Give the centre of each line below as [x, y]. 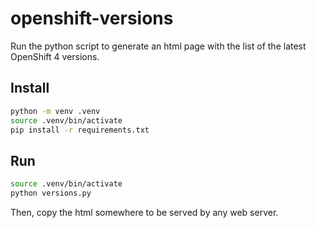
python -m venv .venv [55, 111]
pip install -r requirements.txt [80, 130]
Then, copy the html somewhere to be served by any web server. [144, 212]
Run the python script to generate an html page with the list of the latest [158, 46]
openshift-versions [92, 18]
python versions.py [51, 193]
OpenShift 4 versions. [55, 56]
